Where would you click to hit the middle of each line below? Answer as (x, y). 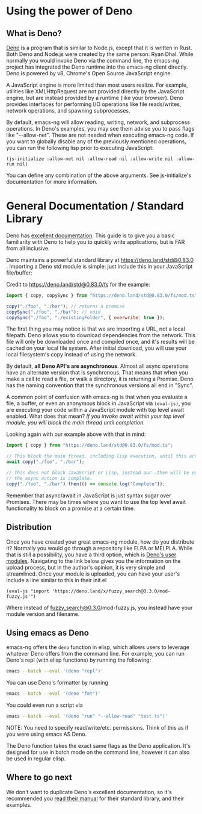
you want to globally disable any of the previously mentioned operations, (96, 141)
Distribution (29, 527)
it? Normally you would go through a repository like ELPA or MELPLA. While (99, 548)
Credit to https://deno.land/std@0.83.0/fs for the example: (78, 284)
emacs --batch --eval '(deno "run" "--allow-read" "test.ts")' (87, 716)
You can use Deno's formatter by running (57, 683)
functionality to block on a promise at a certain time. (71, 508)
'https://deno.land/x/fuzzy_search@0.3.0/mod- (111, 591)
